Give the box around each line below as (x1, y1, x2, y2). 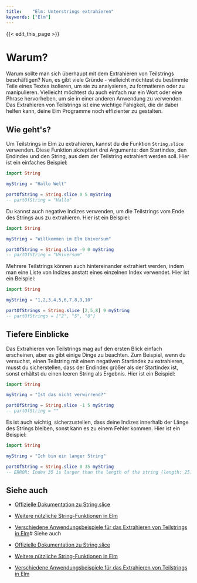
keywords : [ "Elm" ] (6, 14, 51, 20)
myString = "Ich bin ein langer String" (6, 453, 107, 459)
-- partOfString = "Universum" (6, 252, 83, 258)
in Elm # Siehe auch (14, 530, 62, 537)
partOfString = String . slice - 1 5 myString (6, 403, 114, 408)
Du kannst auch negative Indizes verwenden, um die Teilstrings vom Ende (6, 207, 185, 215)
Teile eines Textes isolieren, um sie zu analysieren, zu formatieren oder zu (6, 83, 185, 90)
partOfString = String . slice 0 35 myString (6, 464, 114, 470)
